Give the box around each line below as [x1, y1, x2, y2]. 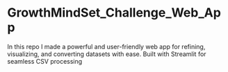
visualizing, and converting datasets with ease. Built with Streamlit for [7, 50, 206, 58]
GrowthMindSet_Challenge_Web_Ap [7, 5, 221, 21]
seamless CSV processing [7, 57, 83, 65]
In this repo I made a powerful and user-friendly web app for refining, [7, 42, 206, 51]
